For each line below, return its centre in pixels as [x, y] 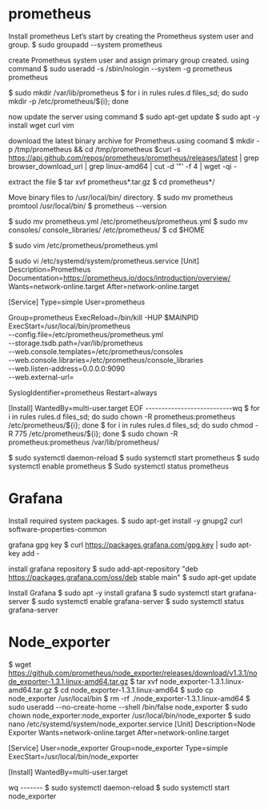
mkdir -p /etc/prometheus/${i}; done [69, 101]
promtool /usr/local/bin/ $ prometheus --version [88, 206]
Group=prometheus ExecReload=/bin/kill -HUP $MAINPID [104, 317]
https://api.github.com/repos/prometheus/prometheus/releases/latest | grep [134, 158]
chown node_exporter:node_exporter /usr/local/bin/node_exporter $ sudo [130, 715]
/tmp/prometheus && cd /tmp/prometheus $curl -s [98, 149]
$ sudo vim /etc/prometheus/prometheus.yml [83, 245]
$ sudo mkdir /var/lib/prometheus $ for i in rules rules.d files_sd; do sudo [128, 92]
